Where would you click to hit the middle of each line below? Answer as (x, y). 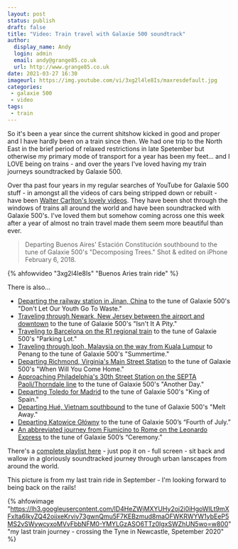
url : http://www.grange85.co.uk (62, 67)
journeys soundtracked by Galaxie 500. (65, 171)
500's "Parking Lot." (47, 338)
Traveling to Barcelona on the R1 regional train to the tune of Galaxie (117, 331)
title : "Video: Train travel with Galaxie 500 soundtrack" (97, 34)
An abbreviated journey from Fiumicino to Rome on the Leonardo (113, 429)
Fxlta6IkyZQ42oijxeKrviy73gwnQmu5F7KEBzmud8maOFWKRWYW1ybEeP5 (118, 516)
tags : (15, 107)
